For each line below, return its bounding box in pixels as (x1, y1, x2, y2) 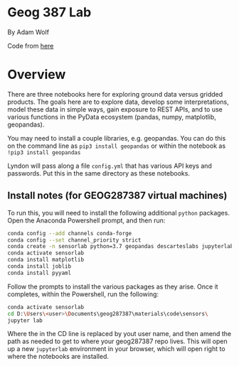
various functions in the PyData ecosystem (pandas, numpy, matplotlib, (7, 112, 217, 121)
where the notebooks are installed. (7, 352, 109, 361)
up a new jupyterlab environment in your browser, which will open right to (7, 345, 225, 353)
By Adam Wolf (7, 28, 50, 36)
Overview (7, 67, 66, 82)
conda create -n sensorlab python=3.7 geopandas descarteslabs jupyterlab (7, 243, 234, 250)
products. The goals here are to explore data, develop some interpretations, (7, 97, 229, 106)
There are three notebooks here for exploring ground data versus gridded (7, 90, 223, 98)
